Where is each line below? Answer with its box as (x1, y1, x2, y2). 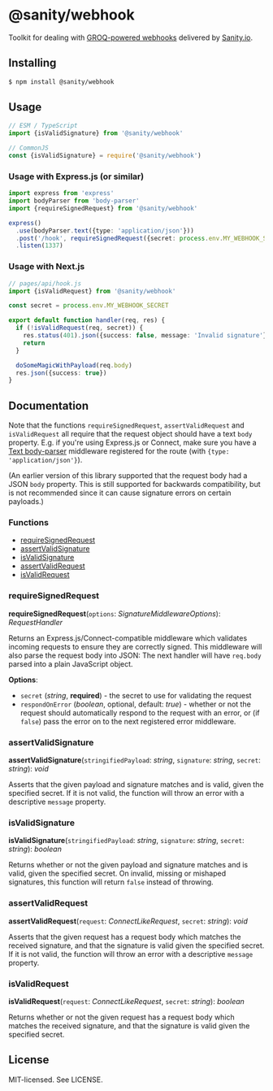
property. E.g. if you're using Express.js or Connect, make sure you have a (8, 437, 258, 448)
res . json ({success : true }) (15, 368, 107, 377)
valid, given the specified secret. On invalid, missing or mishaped (8, 868, 227, 879)
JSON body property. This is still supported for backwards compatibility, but (8, 480, 262, 489)
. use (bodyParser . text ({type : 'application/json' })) (15, 226, 195, 235)
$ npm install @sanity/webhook (8, 77, 115, 86)
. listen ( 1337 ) (15, 241, 63, 250)
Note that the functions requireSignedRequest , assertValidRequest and (8, 420, 245, 430)
